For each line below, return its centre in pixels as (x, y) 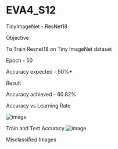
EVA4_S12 (31, 10)
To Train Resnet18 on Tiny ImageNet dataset (59, 49)
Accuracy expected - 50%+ (39, 71)
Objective (17, 37)
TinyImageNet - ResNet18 (37, 26)
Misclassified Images (31, 139)
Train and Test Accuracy (35, 128)
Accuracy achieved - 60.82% (41, 94)
